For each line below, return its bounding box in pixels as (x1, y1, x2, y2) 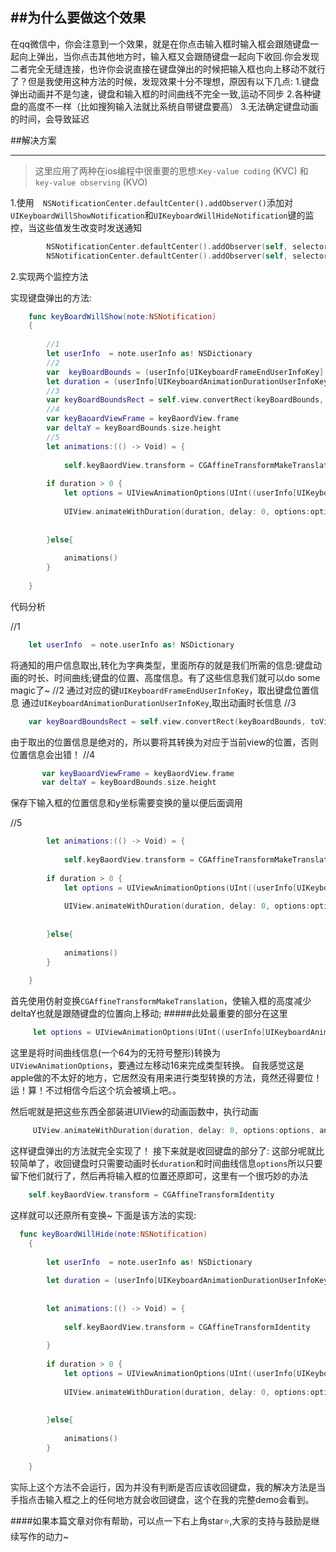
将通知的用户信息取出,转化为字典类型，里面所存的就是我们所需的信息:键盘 (10, 659, 314, 671)
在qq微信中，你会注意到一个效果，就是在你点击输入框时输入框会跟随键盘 (10, 38, 311, 50)
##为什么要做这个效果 (10, 9, 147, 27)
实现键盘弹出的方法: (10, 291, 93, 303)
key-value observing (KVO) (34, 176, 148, 188)
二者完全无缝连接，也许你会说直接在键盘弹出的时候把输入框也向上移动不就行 (10, 63, 326, 75)
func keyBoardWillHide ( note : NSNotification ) (19, 1229, 208, 1239)
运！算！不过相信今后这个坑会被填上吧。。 (10, 1084, 182, 1097)
